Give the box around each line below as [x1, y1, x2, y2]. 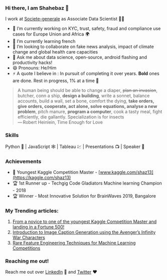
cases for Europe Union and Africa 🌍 [12, 31, 90, 37]
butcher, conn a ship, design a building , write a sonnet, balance [17, 92, 150, 99]
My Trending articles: [5, 207, 59, 214]
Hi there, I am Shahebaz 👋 [5, 4, 69, 11]
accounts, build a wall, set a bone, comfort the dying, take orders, [17, 98, 154, 104]
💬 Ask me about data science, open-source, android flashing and [12, 54, 147, 60]
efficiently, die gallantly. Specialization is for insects [17, 114, 124, 120]
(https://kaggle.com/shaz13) [12, 174, 71, 180]
